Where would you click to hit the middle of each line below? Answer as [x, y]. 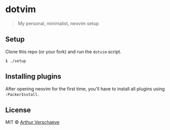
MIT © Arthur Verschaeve [32, 122]
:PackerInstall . [22, 94]
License [18, 110]
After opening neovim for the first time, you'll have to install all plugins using [85, 89]
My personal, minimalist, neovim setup [58, 23]
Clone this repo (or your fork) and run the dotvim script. [63, 51]
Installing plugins [33, 76]
